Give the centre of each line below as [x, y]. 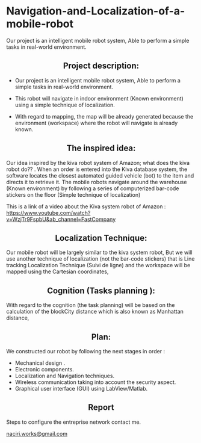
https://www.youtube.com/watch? [48, 212]
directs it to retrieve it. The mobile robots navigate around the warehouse [97, 182]
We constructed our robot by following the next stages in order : [86, 351]
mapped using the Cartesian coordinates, [57, 271]
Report [101, 407]
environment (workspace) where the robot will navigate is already [96, 123]
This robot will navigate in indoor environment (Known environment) [99, 98]
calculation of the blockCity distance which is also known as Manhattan [95, 312]
